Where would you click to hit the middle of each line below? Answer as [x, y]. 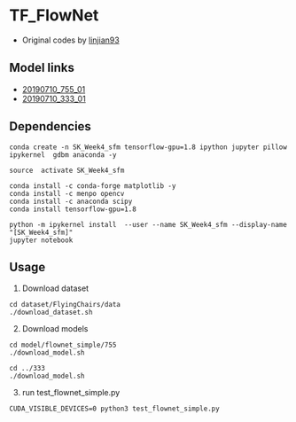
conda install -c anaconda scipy [71, 201]
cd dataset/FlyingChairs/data [65, 305]
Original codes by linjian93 [70, 40]
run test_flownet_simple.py [71, 393]
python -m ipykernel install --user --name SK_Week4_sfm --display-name [148, 224]
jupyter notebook [41, 240]
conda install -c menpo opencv [67, 193]
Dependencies [50, 126]
